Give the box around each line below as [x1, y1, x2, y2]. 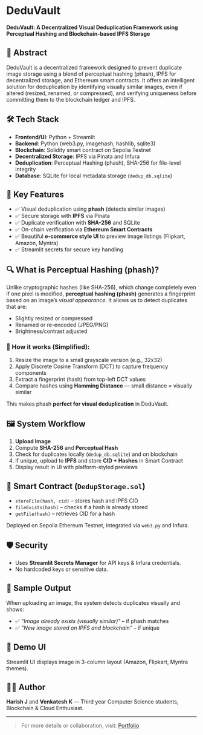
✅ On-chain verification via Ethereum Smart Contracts [14, 226, 153, 233]
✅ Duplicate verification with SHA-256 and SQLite [14, 219, 140, 226]
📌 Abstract [6, 48, 47, 58]
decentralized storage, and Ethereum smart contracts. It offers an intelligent [6, 76, 195, 84]
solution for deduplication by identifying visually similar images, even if [6, 83, 183, 90]
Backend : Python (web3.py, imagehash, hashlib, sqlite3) [14, 140, 156, 147]
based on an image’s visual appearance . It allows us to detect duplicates [6, 297, 187, 304]
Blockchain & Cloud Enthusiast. [6, 705, 84, 712]
